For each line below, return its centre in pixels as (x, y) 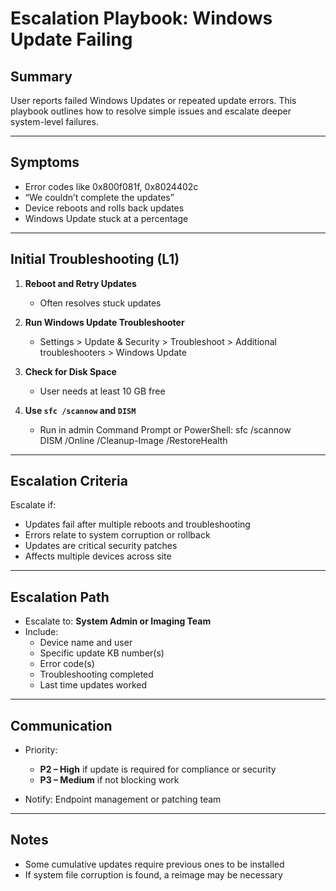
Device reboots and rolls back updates (104, 208)
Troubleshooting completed (96, 674)
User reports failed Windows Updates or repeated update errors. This (153, 100)
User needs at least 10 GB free (102, 391)
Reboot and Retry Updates (80, 283)
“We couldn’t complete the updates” (99, 197)
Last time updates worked (93, 685)
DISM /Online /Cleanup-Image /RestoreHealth (133, 440)
